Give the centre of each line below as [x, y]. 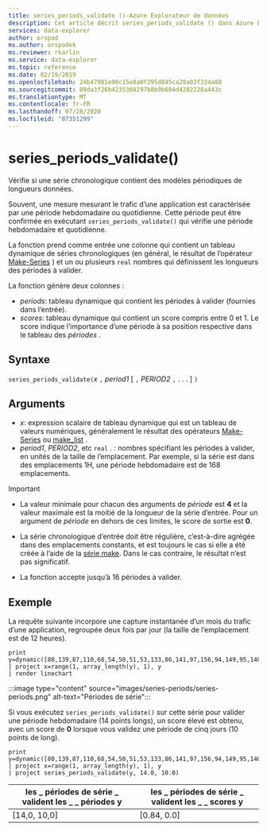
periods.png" [30, 697]
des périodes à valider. [46, 270]
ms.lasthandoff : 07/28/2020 [55, 112]
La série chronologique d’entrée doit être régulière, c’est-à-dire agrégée [137, 536]
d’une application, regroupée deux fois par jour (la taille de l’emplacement [129, 630]
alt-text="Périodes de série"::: [102, 697]
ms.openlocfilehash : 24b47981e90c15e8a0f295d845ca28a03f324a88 [115, 82]
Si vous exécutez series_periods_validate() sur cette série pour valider [127, 713]
